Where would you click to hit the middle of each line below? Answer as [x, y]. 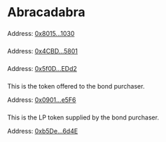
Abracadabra [46, 12]
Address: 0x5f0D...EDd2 [42, 68]
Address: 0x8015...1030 [41, 34]
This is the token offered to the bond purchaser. [76, 86]
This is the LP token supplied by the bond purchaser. [83, 117]
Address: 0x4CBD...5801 [43, 51]
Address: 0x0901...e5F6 [42, 100]
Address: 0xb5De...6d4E [43, 131]
